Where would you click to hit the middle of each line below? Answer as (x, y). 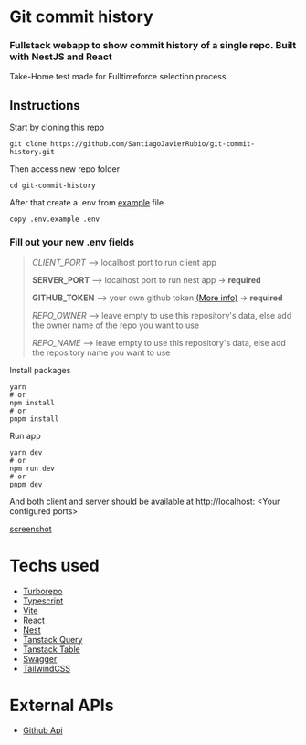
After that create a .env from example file (87, 203)
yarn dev (26, 452)
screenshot (31, 529)
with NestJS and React (61, 57)
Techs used (54, 566)
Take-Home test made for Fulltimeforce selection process (118, 77)
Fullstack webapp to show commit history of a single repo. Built (153, 46)
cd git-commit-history (53, 186)
